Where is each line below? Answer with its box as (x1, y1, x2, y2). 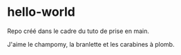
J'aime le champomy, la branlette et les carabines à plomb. (7, 40, 175, 48)
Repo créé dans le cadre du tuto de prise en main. (7, 27, 150, 35)
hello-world (7, 4, 76, 20)
